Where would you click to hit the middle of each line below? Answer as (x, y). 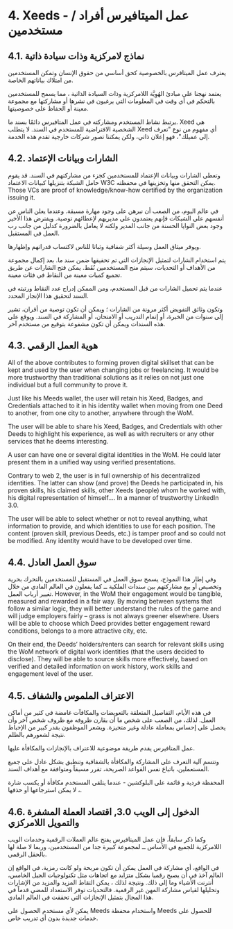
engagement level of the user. (50, 674)
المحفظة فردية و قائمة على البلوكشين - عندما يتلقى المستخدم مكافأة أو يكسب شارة (116, 782)
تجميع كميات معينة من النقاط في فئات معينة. (65, 275)
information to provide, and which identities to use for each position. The (112, 526)
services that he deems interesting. (58, 441)
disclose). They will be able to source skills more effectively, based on (108, 659)
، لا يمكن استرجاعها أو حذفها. (45, 790)
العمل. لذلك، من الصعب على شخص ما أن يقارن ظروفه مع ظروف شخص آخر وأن (112, 720)
